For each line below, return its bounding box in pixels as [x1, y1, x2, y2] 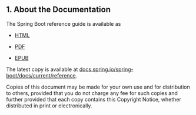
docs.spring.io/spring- [79, 66, 134, 73]
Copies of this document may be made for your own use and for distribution [6, 83, 190, 90]
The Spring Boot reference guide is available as [6, 20, 121, 27]
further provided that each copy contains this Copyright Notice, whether [6, 96, 181, 103]
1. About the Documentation [6, 5, 111, 15]
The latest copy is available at [6, 66, 78, 73]
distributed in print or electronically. [6, 102, 92, 109]
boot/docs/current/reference [6, 72, 77, 79]
